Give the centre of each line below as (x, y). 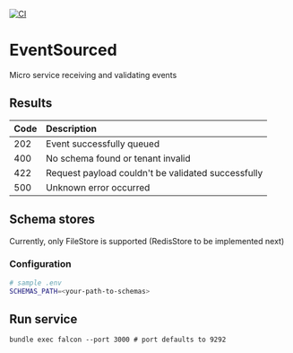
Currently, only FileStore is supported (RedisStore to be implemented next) (147, 241)
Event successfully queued (103, 144)
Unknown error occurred (98, 187)
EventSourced (64, 50)
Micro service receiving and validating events (93, 75)
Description (71, 128)
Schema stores (52, 220)
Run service (43, 319)
